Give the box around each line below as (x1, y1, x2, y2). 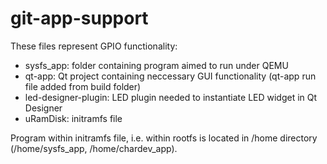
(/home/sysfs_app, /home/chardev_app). (10, 142, 178, 154)
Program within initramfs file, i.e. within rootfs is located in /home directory (10, 132, 318, 144)
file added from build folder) (24, 80, 142, 92)
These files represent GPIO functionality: (10, 40, 178, 52)
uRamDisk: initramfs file (24, 112, 123, 124)
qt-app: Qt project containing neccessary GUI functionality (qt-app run (24, 70, 317, 82)
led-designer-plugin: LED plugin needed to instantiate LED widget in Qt (24, 91, 318, 103)
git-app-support (10, 7, 149, 30)
